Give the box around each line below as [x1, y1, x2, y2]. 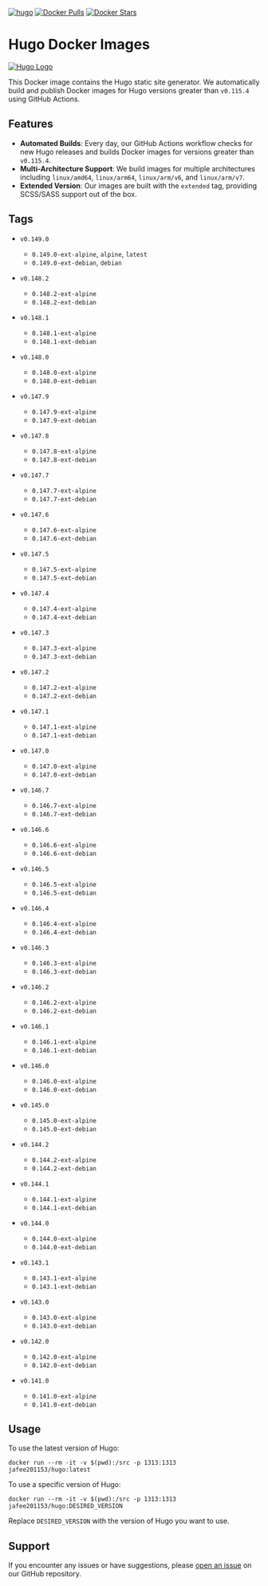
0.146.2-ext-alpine [31, 998, 97, 1006]
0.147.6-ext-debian [31, 534, 97, 542]
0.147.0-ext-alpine [31, 762, 97, 770]
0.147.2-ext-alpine [31, 683, 97, 691]
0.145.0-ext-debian [31, 1125, 97, 1133]
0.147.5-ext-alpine [31, 565, 97, 573]
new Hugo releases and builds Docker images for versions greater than [19, 147, 254, 156]
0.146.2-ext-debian [31, 1007, 97, 1015]
